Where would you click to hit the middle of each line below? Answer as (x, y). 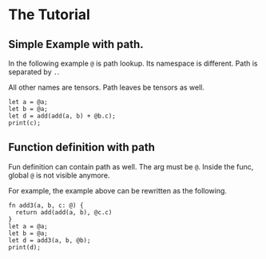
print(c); (25, 123)
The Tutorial (49, 15)
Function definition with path (82, 147)
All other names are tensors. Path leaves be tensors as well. (107, 87)
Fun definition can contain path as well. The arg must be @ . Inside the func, (131, 166)
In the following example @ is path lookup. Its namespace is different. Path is (133, 63)
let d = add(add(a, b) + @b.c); (62, 116)
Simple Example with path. (76, 44)
